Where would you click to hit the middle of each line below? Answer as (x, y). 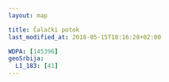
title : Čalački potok (44, 30)
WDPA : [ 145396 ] (33, 51)
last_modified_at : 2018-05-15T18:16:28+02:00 (84, 37)
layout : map (28, 15)
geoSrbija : (26, 59)
